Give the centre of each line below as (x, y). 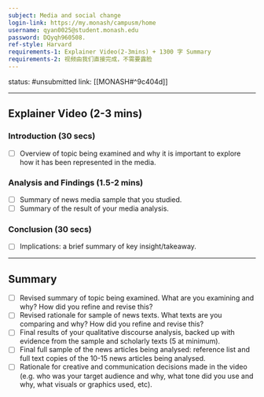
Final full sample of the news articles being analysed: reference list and (134, 350)
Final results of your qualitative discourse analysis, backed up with (127, 333)
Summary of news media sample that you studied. (101, 199)
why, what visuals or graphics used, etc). (86, 384)
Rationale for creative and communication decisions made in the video (133, 367)
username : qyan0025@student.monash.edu (73, 30)
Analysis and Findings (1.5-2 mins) (76, 182)
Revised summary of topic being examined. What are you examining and (137, 298)
